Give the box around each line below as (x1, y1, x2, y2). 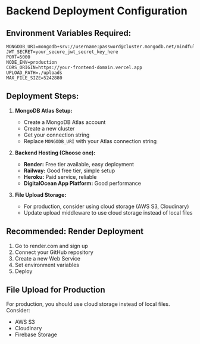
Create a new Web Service (14, 255, 80, 262)
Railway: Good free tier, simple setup (23, 167, 115, 174)
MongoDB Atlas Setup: (14, 107, 73, 114)
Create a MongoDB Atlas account (23, 118, 106, 126)
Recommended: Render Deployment (6, 227, 144, 237)
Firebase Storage (14, 331, 58, 338)
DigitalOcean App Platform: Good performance (23, 179, 142, 187)
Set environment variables (14, 261, 79, 268)
